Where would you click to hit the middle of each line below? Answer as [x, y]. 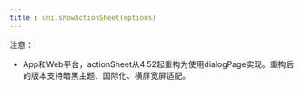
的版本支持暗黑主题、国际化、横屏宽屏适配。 [106, 75]
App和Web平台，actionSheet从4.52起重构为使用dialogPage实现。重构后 [158, 64]
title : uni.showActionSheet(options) [83, 18]
